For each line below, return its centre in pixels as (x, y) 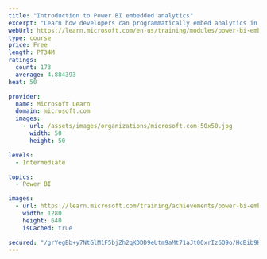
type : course (30, 38)
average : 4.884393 (46, 75)
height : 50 (47, 141)
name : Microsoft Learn (53, 104)
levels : (21, 155)
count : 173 (33, 68)
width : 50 (45, 133)
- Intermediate (41, 162)
